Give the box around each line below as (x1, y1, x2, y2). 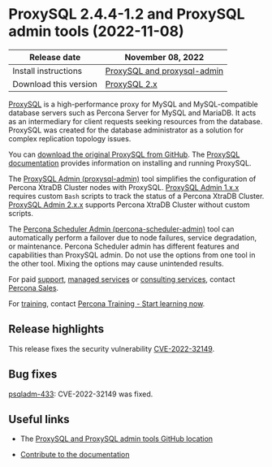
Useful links (8, 412, 71, 426)
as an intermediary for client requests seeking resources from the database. (8, 116, 263, 126)
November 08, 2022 (124, 51, 205, 63)
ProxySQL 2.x (105, 78, 158, 89)
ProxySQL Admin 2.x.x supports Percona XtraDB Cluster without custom (8, 200, 250, 210)
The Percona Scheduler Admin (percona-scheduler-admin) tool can (8, 224, 235, 234)
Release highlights (8, 322, 105, 336)
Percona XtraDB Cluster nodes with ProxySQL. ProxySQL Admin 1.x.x (8, 182, 240, 192)
